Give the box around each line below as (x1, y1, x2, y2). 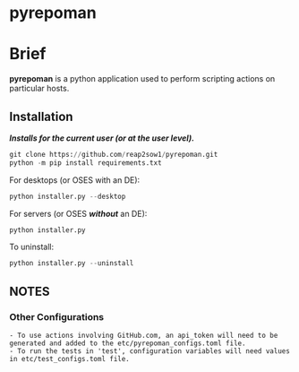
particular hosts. (9, 83, 70, 94)
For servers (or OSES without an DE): (9, 208, 148, 219)
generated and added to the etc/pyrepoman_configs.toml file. (9, 339, 246, 348)
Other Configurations (9, 310, 105, 323)
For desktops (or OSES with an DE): (9, 174, 141, 186)
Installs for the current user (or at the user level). (9, 133, 195, 143)
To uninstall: (9, 241, 55, 253)
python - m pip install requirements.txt (9, 158, 163, 168)
